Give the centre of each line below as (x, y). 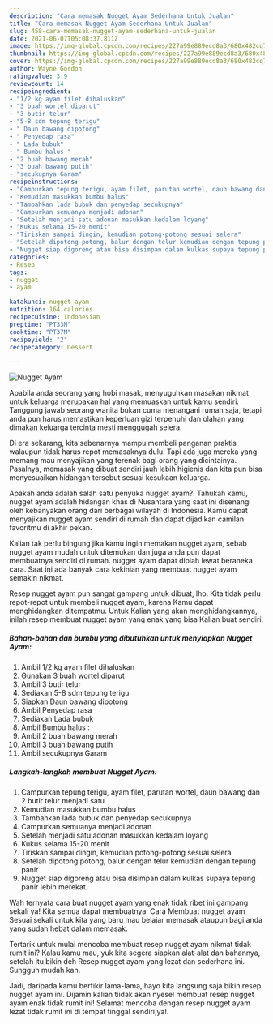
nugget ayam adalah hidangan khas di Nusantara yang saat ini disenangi (130, 502)
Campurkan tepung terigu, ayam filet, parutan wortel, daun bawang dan (141, 792)
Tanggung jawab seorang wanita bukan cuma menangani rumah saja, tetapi (136, 410)
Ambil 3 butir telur (51, 684)
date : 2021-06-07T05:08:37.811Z (64, 39)
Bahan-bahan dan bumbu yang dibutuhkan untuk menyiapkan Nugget (131, 638)
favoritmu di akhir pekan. (51, 528)
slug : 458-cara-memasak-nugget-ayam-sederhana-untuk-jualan (113, 31)
